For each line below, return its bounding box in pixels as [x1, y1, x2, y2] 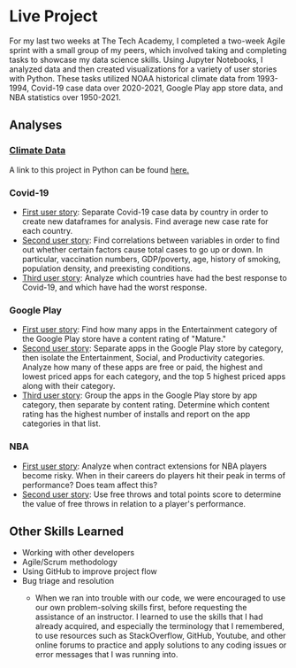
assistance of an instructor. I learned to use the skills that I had [34, 611, 263, 622]
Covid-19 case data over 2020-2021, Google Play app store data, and [30, 82, 284, 93]
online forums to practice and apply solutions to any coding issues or [34, 640, 287, 650]
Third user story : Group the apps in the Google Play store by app [21, 390, 258, 400]
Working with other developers [21, 548, 135, 558]
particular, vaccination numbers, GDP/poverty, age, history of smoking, [21, 253, 281, 264]
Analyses [9, 118, 63, 133]
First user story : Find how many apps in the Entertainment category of [21, 324, 277, 335]
